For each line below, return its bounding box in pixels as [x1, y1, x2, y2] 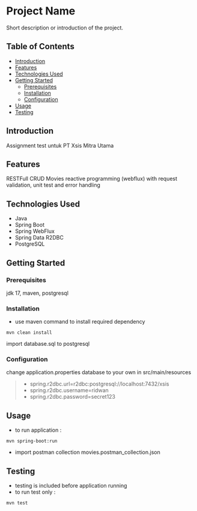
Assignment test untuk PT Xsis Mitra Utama [6, 142, 114, 149]
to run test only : [14, 488, 56, 496]
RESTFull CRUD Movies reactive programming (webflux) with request [6, 175, 178, 183]
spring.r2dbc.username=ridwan [29, 387, 109, 394]
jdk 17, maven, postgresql [6, 289, 69, 297]
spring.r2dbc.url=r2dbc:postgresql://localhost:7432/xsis [29, 380, 169, 388]
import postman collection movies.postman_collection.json [14, 449, 160, 456]
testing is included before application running [14, 482, 127, 489]
